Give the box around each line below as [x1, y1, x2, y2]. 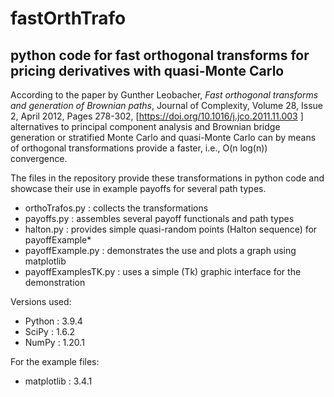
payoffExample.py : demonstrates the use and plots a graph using [24, 245, 297, 256]
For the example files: [10, 356, 100, 367]
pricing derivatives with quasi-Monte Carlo [10, 62, 285, 79]
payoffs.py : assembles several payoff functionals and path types [24, 213, 295, 224]
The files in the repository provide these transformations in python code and [10, 172, 325, 184]
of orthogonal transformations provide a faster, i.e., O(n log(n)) [10, 142, 268, 154]
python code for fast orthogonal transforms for [10, 47, 310, 64]
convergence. [10, 153, 68, 164]
